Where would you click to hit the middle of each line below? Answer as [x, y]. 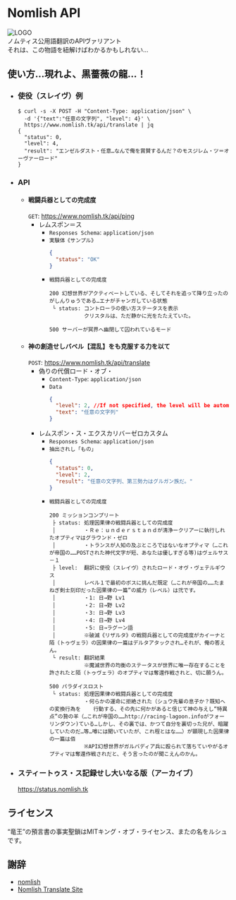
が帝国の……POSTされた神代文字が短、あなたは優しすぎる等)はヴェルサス [139, 553]
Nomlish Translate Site [50, 889]
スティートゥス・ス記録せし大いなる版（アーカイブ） [107, 773]
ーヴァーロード [36, 158]
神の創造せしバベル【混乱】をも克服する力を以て [99, 346]
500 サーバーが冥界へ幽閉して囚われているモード [110, 330]
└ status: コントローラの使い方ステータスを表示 [115, 308]
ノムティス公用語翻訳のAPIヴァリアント [64, 41]
